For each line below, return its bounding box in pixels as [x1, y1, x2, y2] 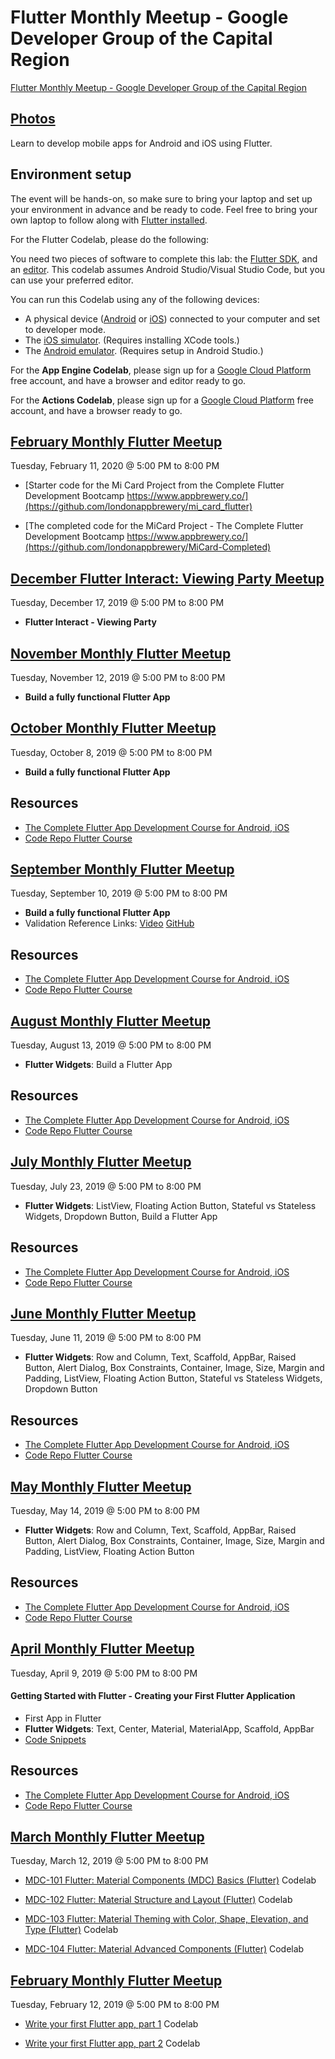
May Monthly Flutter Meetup [10, 1478, 192, 1495]
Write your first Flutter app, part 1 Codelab [24, 2018, 199, 2030]
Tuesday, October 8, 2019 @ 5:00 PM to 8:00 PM [10, 746, 213, 758]
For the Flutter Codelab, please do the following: [10, 233, 210, 245]
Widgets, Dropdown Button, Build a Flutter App [24, 1210, 218, 1222]
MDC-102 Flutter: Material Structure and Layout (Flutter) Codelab [24, 1894, 293, 1906]
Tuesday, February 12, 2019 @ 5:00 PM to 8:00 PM [10, 1999, 220, 2011]
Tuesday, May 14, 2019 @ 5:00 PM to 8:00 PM [10, 1504, 200, 1516]
